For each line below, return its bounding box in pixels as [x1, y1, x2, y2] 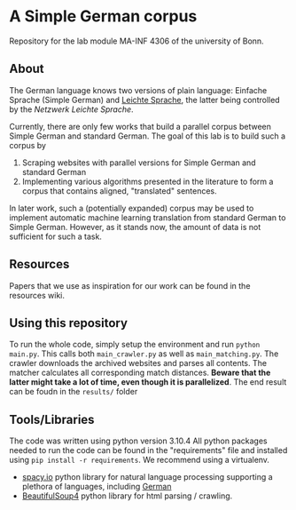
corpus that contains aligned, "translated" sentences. [21, 185, 217, 196]
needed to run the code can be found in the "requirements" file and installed [9, 445, 288, 456]
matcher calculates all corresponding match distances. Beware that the [9, 367, 271, 379]
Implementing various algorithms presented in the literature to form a [21, 176, 274, 187]
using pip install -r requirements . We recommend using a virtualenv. [9, 455, 270, 466]
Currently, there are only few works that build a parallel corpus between [9, 121, 272, 131]
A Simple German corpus [9, 6, 198, 27]
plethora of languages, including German [21, 482, 172, 492]
